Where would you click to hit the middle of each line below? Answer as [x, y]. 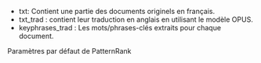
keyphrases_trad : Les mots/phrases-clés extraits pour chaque [120, 28]
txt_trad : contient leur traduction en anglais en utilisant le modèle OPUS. [136, 19]
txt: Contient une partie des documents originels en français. [117, 11]
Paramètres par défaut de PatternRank [69, 51]
